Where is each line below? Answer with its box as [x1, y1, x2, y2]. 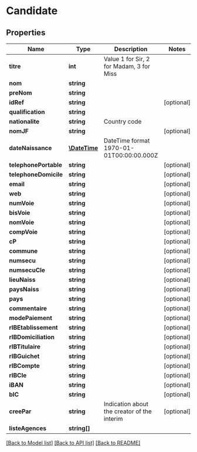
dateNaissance [9, 144, 52, 152]
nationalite [9, 118, 40, 125]
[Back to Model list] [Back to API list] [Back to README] [6, 440, 141, 446]
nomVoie [9, 218, 35, 226]
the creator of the [103, 407, 152, 416]
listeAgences [9, 424, 47, 432]
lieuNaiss [9, 275, 36, 284]
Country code [103, 118, 142, 125]
